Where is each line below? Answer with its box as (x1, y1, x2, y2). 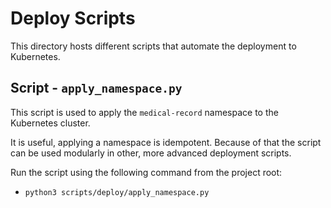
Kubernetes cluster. (10, 117, 91, 129)
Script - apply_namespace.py (10, 80, 183, 97)
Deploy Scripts (10, 7, 136, 30)
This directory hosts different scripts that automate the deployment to (10, 40, 297, 52)
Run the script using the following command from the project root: (10, 166, 283, 178)
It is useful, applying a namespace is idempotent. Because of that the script (10, 136, 322, 148)
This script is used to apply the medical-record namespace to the (10, 106, 279, 118)
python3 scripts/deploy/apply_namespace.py (24, 187, 210, 197)
